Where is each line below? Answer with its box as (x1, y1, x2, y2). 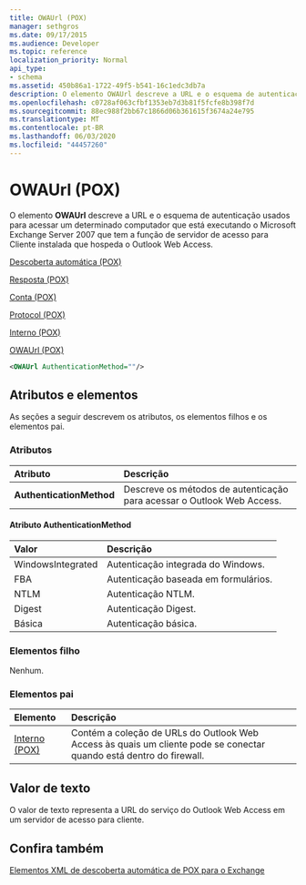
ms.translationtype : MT (9, 115, 100, 124)
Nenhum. (9, 666, 44, 676)
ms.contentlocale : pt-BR (9, 124, 104, 133)
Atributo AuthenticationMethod (9, 520, 132, 531)
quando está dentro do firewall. (71, 749, 205, 762)
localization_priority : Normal (9, 56, 128, 65)
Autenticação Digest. (106, 602, 197, 615)
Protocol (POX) (9, 309, 66, 320)
